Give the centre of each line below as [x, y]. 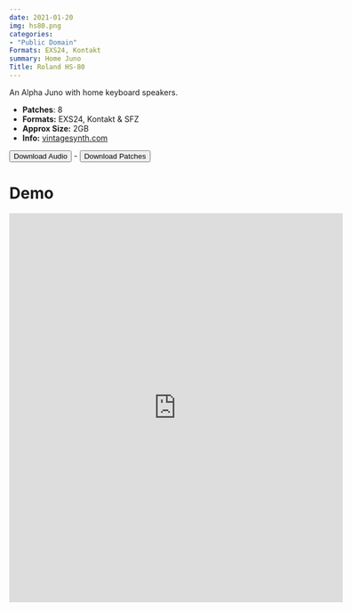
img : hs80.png [36, 26]
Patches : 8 [42, 109]
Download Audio [41, 156]
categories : [31, 34]
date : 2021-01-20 [41, 17]
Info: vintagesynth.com [65, 138]
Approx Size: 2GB [55, 128]
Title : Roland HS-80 [48, 68]
